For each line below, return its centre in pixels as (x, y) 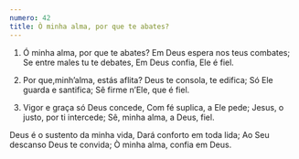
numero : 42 (30, 18)
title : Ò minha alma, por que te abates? (90, 26)
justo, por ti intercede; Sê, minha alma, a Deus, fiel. (118, 117)
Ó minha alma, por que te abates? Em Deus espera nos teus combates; (156, 52)
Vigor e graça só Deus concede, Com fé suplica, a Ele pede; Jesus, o (153, 107)
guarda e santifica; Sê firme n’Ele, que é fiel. (106, 90)
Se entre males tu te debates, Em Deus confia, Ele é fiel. (128, 62)
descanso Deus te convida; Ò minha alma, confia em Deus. (121, 144)
